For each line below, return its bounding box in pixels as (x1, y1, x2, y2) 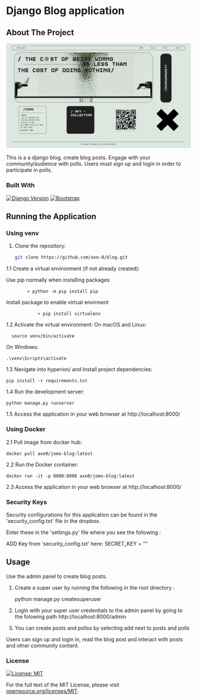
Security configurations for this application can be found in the (6, 511, 158, 518)
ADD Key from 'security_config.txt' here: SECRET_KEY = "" (6, 540, 148, 547)
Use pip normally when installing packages (6, 277, 110, 284)
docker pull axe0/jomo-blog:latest (6, 450, 93, 457)
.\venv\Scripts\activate (6, 356, 67, 362)
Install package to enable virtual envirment (6, 299, 109, 306)
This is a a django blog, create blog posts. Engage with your (6, 154, 151, 161)
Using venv (6, 229, 39, 237)
